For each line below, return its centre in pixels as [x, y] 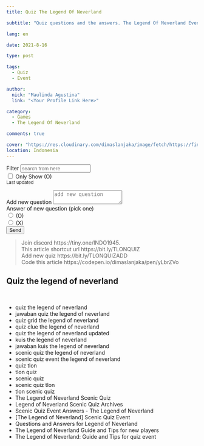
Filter [13, 168]
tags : [13, 67]
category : [19, 111]
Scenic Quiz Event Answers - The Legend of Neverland [84, 411]
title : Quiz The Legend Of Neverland [54, 12]
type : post [20, 56]
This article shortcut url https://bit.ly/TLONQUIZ [80, 249]
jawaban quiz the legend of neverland [63, 314]
